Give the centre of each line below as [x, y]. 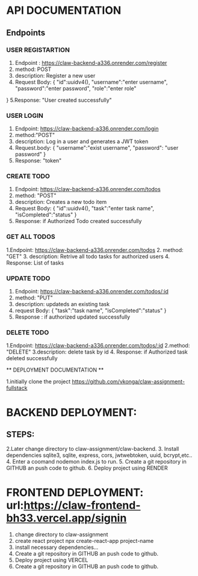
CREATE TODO [28, 176]
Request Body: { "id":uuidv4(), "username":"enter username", [91, 82]
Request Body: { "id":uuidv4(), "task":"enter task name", [85, 209]
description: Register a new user [55, 75]
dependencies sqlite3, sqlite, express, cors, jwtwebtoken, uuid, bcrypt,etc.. [99, 455]
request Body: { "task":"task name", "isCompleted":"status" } [91, 311]
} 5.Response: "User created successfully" [59, 100]
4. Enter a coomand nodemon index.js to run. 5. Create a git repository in [96, 462]
